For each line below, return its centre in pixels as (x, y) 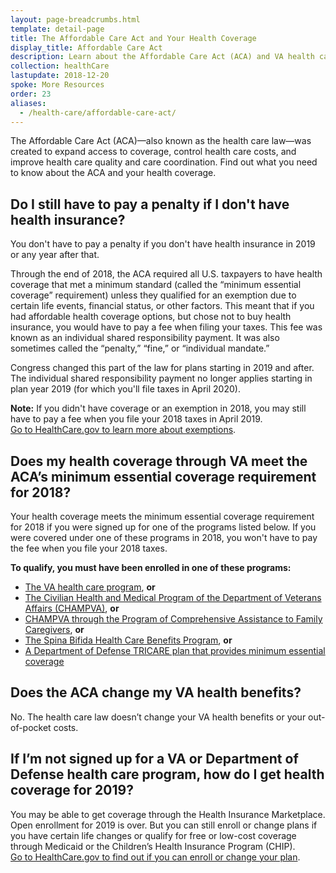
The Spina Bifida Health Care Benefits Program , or (128, 640)
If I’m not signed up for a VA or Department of (154, 759)
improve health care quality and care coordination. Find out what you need (164, 162)
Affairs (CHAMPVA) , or (72, 608)
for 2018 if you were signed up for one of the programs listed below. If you (163, 527)
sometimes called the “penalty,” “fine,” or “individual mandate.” (140, 348)
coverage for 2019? (72, 790)
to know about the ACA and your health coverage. (113, 173)
